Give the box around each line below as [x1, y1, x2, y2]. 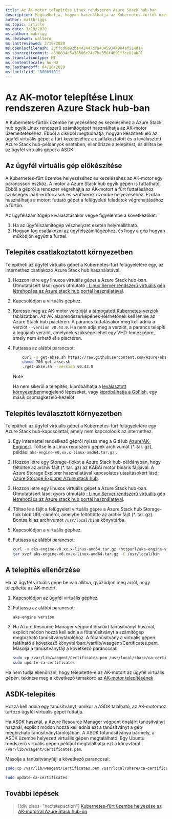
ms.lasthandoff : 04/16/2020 [5, 65, 66, 70]
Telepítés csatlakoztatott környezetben [5, 248, 133, 257]
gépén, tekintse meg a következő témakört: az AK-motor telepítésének [5, 675, 154, 681]
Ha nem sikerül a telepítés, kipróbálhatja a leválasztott [12, 383, 126, 390]
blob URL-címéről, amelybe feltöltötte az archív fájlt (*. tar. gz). [22, 511, 154, 518]
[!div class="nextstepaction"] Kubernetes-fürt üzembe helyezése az [17, 803, 162, 809]
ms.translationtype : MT [5, 55, 56, 60]
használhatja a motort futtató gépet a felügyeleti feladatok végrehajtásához [5, 197, 164, 203]
